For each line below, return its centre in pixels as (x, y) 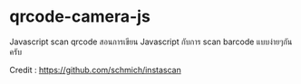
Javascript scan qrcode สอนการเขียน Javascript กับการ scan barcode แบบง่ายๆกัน (151, 42)
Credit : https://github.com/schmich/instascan (95, 70)
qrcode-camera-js (80, 17)
